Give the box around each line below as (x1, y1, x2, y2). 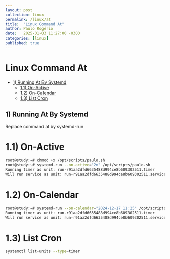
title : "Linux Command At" (5, 21, 65, 27)
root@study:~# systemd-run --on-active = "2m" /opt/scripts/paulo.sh (5, 163, 151, 168)
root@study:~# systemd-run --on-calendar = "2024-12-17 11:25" (5, 206, 137, 211)
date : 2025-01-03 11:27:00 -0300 (5, 31, 80, 36)
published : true (5, 41, 39, 46)
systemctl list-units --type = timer (5, 249, 80, 254)
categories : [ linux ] (5, 36, 49, 41)
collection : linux (5, 12, 44, 17)
